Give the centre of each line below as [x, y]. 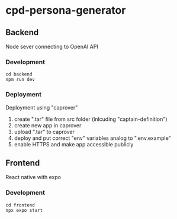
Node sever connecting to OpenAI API [52, 46]
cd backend [19, 74]
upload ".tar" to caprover [44, 132]
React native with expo [33, 177]
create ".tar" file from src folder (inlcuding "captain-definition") [91, 119]
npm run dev [20, 80]
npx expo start [24, 210]
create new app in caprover [48, 125]
